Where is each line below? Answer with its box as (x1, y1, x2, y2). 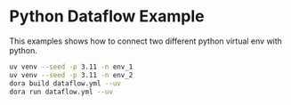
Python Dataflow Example (9, 6, 205, 27)
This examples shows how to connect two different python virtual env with (9, 36, 283, 46)
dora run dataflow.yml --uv (9, 87, 114, 96)
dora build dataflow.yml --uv (9, 78, 122, 88)
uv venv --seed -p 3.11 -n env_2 (9, 70, 133, 79)
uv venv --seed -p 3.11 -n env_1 (9, 62, 133, 71)
